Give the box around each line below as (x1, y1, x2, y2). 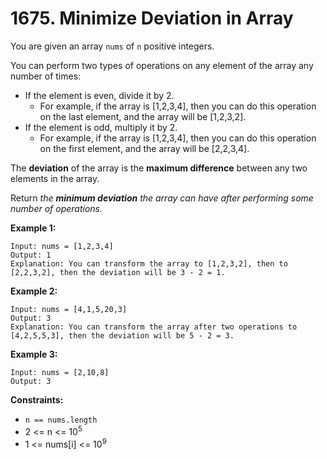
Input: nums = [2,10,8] (10, 367, 110, 377)
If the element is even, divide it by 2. (24, 89, 175, 101)
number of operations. (10, 202, 103, 214)
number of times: (10, 70, 82, 82)
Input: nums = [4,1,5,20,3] (10, 304, 128, 314)
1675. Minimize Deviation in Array (10, 7, 294, 30)
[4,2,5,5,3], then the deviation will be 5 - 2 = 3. (10, 330, 235, 341)
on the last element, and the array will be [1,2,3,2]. (39, 110, 247, 122)
